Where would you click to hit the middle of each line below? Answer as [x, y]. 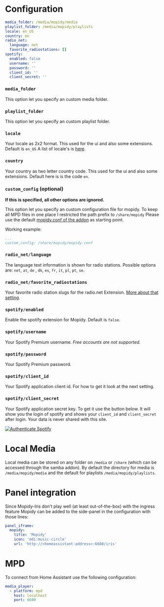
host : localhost [31, 595]
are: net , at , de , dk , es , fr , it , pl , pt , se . [45, 270]
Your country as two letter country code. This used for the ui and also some [81, 171]
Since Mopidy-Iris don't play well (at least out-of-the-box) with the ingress [80, 506]
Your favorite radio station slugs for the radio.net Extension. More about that [82, 292]
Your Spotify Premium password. [38, 364]
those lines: [17, 516]
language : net [24, 45]
